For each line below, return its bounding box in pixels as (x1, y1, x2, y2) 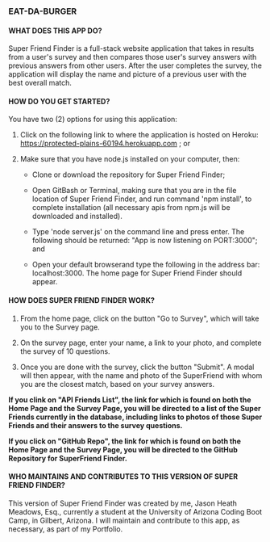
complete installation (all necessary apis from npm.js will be (31, 203, 231, 212)
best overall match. (8, 78, 73, 88)
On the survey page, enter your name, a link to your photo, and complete (19, 338, 262, 347)
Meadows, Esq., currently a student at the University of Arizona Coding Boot (8, 506, 263, 516)
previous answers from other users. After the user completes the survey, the (8, 61, 262, 70)
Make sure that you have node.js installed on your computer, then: (19, 154, 240, 164)
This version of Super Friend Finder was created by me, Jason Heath (8, 498, 238, 508)
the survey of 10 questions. (19, 346, 110, 356)
